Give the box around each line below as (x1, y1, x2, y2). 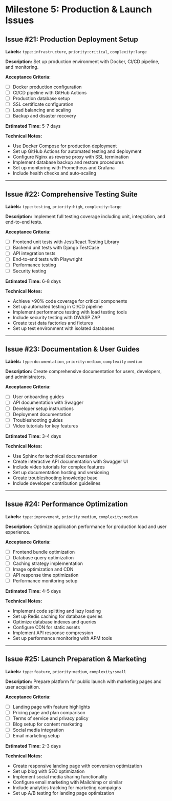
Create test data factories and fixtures (12, 320, 93, 326)
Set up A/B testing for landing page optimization (12, 790, 114, 796)
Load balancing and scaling (12, 107, 71, 113)
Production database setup (12, 95, 70, 102)
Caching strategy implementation (12, 560, 83, 566)
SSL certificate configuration (12, 101, 74, 107)
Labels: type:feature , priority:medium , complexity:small (5, 668, 126, 674)
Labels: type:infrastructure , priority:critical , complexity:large (5, 49, 147, 54)
